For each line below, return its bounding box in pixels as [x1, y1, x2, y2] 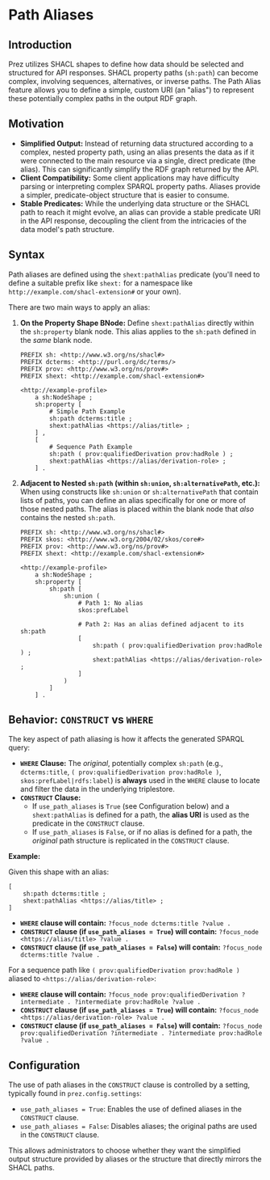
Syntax [8, 248, 45, 262]
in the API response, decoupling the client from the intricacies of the [19, 216, 247, 226]
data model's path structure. [19, 224, 114, 234]
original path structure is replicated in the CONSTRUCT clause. [31, 835, 230, 846]
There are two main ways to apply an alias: [8, 302, 151, 312]
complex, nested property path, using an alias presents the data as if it [19, 147, 255, 157]
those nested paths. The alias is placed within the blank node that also [19, 504, 255, 514]
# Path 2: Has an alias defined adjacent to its [77, 620, 244, 628]
